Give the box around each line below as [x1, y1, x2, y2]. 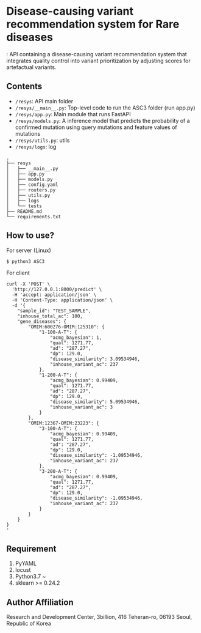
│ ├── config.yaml [6, 182, 59, 188]
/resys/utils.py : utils [15, 136, 70, 144]
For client [6, 269, 30, 276]
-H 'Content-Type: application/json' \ [12, 297, 113, 303]
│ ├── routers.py [6, 187, 56, 193]
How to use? [6, 231, 55, 241]
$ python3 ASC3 [6, 258, 45, 264]
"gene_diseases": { [17, 318, 67, 325]
